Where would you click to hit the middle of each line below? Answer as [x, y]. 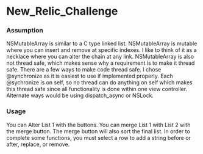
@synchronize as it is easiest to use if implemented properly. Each [90, 76]
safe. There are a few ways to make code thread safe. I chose [84, 70]
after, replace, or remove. [38, 144]
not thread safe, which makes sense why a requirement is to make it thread [101, 63]
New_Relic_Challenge [62, 11]
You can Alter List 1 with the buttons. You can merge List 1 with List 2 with [98, 125]
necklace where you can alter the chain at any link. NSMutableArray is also [100, 57]
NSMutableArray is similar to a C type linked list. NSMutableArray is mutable [102, 43]
